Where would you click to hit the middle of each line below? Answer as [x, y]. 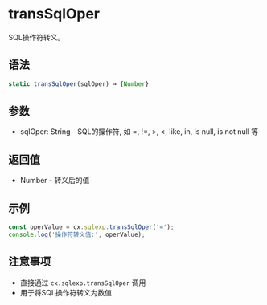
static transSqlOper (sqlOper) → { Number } [79, 84]
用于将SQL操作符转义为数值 [66, 292]
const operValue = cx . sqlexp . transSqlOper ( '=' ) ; [91, 227]
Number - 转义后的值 [55, 181]
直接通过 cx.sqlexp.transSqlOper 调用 [83, 283]
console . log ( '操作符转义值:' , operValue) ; [77, 234]
